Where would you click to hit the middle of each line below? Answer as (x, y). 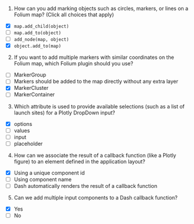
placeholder (28, 143)
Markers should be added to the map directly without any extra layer (96, 82)
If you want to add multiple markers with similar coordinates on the (94, 57)
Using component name (43, 179)
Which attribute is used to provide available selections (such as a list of (99, 106)
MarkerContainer (34, 94)
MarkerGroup (30, 75)
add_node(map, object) (41, 40)
